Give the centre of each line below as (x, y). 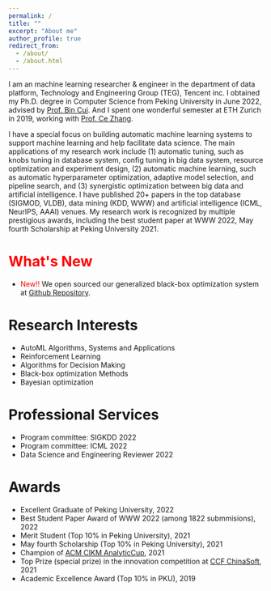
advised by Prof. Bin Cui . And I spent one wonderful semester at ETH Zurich (135, 109)
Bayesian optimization (57, 382)
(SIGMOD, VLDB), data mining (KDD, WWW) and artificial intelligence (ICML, (135, 202)
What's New (51, 262)
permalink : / (30, 16)
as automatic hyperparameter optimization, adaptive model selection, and (131, 177)
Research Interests (73, 325)
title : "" (25, 23)
